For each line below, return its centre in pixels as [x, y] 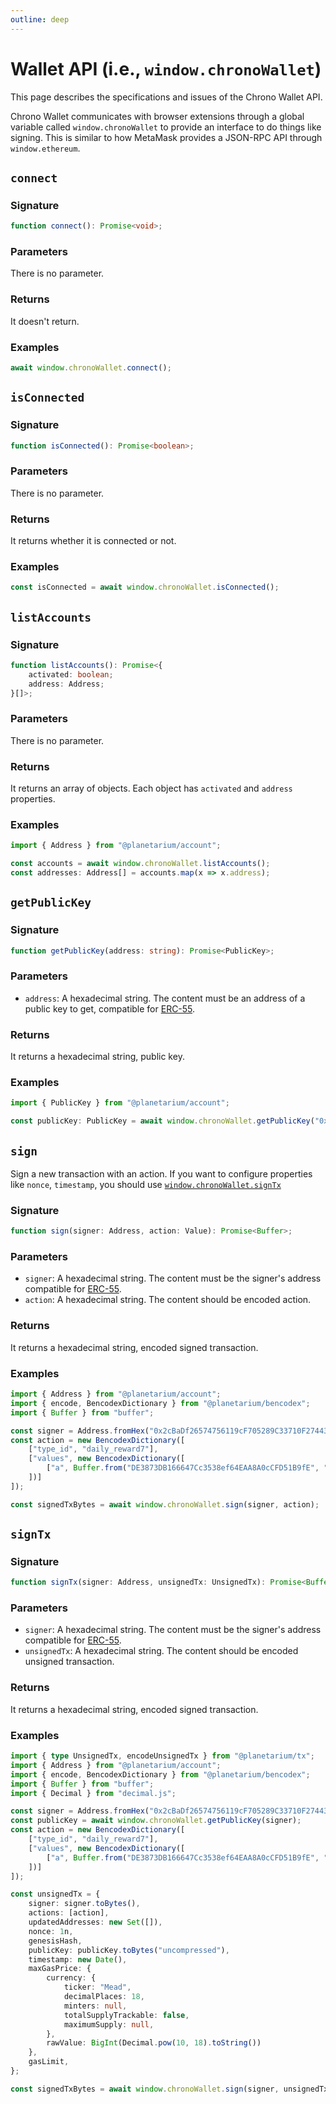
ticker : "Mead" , [97, 1987]
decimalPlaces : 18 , [104, 1997]
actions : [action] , [69, 1913]
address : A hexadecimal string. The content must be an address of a [165, 998]
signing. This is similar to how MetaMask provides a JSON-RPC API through [166, 137]
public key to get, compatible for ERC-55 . [110, 1008]
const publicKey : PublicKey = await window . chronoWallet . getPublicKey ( [162, 1121]
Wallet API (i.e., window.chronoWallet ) [166, 68]
